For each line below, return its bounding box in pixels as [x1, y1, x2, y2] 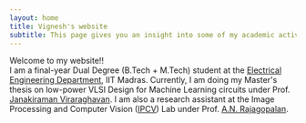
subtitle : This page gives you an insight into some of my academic [9, 30, 275, 39]
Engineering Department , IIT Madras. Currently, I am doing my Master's [9, 75, 278, 86]
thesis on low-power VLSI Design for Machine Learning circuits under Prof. [9, 84, 291, 96]
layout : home [9, 13, 59, 23]
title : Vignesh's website [9, 22, 107, 31]
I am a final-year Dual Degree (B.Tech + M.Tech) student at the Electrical [9, 65, 282, 76]
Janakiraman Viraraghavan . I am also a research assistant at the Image [9, 94, 275, 105]
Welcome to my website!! [9, 56, 105, 67]
